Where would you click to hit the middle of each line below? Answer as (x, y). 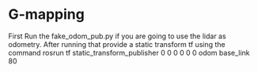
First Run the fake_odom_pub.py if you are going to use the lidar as (118, 36)
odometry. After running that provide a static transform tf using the (117, 44)
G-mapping (46, 14)
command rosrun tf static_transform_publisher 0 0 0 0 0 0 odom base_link (129, 52)
